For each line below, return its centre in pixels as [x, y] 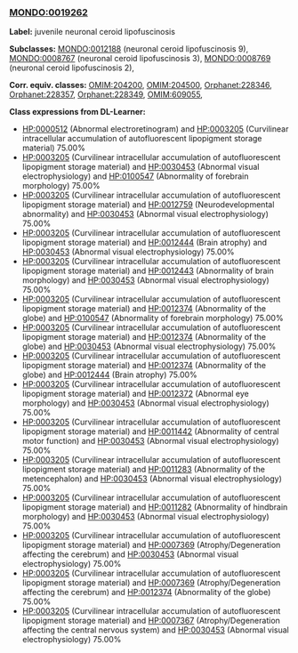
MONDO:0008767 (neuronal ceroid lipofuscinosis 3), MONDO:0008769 [140, 59]
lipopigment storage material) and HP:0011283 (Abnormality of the [143, 470]
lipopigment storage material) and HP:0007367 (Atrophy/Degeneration [151, 621]
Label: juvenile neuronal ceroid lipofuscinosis [93, 32]
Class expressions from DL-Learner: [77, 112]
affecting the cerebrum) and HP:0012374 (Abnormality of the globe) [146, 593]
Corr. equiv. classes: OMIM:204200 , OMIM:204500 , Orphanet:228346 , [141, 85]
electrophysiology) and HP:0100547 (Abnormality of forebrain [135, 176]
